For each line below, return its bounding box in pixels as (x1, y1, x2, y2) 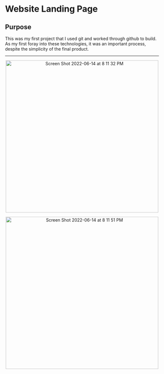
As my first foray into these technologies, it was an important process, (5, 41, 146, 47)
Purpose (5, 23, 32, 31)
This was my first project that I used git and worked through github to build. (5, 36, 157, 41)
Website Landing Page (5, 3, 98, 15)
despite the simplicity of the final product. (5, 46, 89, 52)
